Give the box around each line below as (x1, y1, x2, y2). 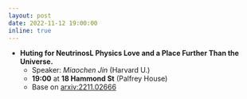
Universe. (19, 57, 53, 66)
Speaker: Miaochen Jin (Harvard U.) (31, 65, 151, 75)
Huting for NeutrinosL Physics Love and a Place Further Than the (19, 49, 239, 58)
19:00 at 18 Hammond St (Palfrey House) (31, 73, 168, 84)
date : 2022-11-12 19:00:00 (8, 19, 98, 27)
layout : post (8, 11, 52, 20)
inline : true (8, 26, 52, 34)
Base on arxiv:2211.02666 (31, 82, 117, 92)
